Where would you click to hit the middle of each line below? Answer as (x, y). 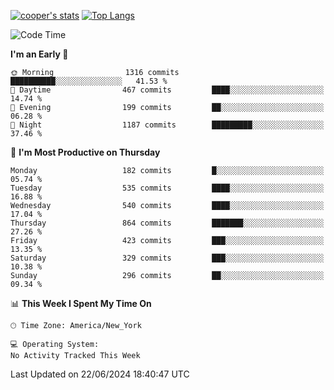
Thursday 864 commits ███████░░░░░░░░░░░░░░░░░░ (167, 223)
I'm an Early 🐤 (39, 54)
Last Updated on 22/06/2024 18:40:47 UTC (100, 374)
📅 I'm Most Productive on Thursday (85, 152)
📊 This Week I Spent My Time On (81, 303)
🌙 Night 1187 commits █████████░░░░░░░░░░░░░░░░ (167, 125)
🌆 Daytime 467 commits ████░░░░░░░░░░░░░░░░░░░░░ (167, 90)
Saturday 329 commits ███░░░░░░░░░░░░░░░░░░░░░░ (167, 258)
